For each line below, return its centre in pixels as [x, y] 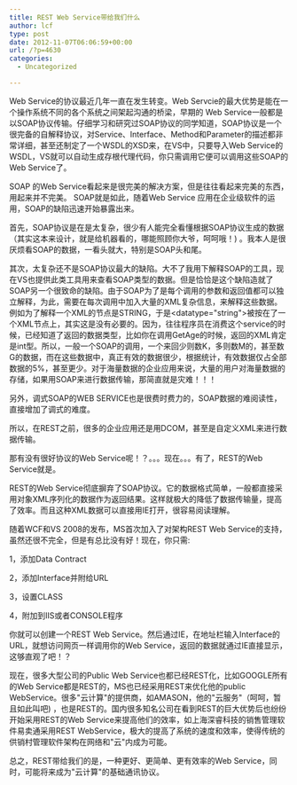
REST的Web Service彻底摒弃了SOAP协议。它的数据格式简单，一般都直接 [142, 488]
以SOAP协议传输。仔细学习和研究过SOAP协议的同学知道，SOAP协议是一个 [145, 123]
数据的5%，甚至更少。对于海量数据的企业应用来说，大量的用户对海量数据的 [148, 368]
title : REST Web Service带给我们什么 [75, 17]
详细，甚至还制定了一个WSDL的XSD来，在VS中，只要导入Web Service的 [150, 145]
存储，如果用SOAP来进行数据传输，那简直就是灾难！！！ [113, 379]
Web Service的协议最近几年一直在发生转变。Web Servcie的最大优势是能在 [145, 101]
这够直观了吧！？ [40, 656]
